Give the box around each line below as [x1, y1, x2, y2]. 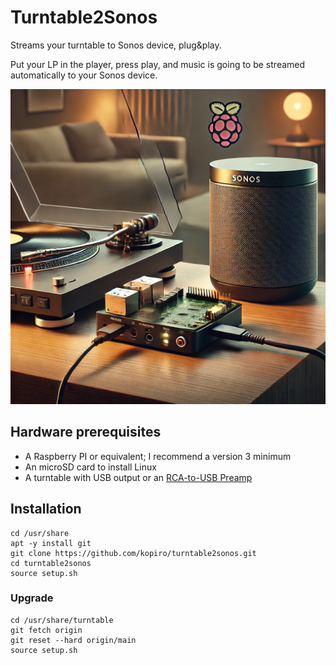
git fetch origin [10, 625, 83, 635]
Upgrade [10, 591, 54, 605]
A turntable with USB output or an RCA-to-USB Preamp [24, 471, 253, 483]
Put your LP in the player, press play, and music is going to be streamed [10, 58, 306, 70]
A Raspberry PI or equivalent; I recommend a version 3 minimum [24, 450, 292, 462]
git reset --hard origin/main [10, 635, 137, 645]
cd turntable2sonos [10, 558, 92, 568]
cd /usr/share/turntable [10, 615, 114, 625]
